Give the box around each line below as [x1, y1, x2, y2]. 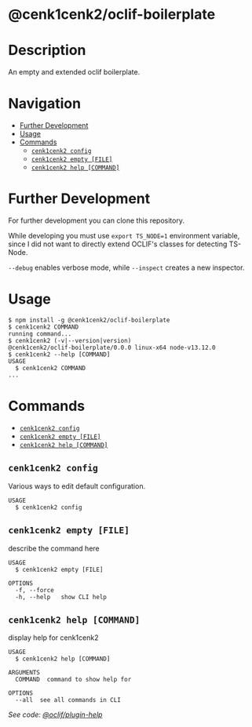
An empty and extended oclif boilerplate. [8, 67, 141, 77]
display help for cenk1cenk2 [8, 633, 99, 642]
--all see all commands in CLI [15, 696, 122, 704]
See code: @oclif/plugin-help [8, 710, 103, 719]
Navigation [8, 95, 81, 113]
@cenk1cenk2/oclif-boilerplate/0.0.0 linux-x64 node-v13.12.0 [8, 344, 216, 351]
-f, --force [15, 586, 55, 594]
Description [8, 42, 86, 60]
